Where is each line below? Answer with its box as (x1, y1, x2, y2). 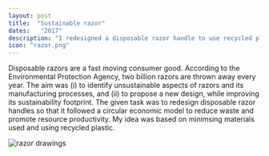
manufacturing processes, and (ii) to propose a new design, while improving (8, 89, 260, 98)
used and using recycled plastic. (8, 123, 115, 133)
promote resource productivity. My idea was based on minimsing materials (8, 114, 255, 124)
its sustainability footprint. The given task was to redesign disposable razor (8, 98, 256, 107)
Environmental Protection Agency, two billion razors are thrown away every (8, 72, 256, 82)
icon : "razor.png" (8, 42, 70, 50)
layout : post (8, 11, 52, 20)
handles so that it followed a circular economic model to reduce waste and (8, 106, 255, 116)
